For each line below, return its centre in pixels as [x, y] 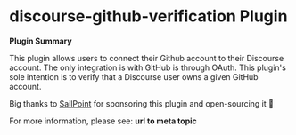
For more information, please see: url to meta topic [103, 121]
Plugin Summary [41, 41]
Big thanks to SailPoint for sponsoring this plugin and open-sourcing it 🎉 [142, 103]
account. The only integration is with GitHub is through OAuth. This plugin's [148, 67]
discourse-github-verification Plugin [148, 16]
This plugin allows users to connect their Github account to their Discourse [147, 58]
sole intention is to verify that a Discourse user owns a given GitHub [134, 76]
